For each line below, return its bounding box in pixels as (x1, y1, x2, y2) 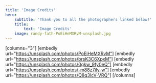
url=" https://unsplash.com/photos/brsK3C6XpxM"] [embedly (5, 56, 135, 62)
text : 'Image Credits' (24, 26, 72, 32)
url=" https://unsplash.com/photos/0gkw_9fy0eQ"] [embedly (5, 62, 133, 67)
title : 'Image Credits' (5, 7, 56, 13)
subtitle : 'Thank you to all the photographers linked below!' (14, 17, 152, 22)
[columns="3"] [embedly (5, 45, 58, 51)
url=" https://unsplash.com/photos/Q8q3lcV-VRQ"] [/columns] (5, 72, 136, 78)
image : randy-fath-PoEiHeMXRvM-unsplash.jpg (14, 31, 111, 36)
